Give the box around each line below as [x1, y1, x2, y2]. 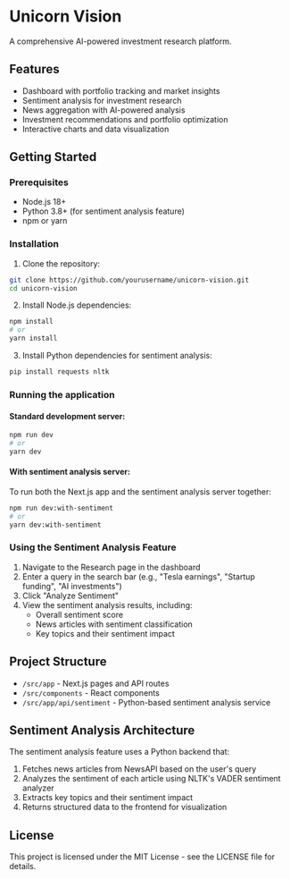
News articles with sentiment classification [35, 619, 194, 630]
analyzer [21, 782, 55, 793]
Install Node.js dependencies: [21, 300, 132, 310]
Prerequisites [9, 176, 69, 189]
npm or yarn [21, 216, 68, 226]
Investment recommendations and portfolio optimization [21, 114, 228, 124]
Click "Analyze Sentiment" [21, 590, 119, 601]
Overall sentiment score [35, 609, 123, 620]
